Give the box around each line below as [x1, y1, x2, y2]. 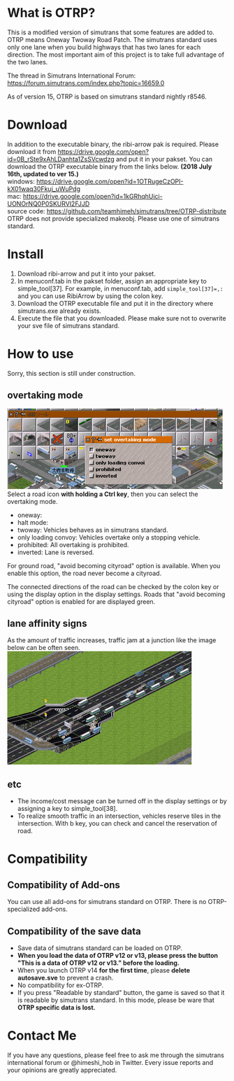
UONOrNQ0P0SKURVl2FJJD [7, 199, 90, 208]
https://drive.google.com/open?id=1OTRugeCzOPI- [36, 177, 184, 185]
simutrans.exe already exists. [17, 306, 101, 315]
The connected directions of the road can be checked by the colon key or [7, 582, 219, 591]
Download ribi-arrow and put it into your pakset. [17, 269, 156, 278]
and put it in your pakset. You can [115, 155, 213, 163]
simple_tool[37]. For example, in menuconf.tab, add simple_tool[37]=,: [17, 284, 224, 292]
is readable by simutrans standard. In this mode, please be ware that [17, 996, 215, 1004]
